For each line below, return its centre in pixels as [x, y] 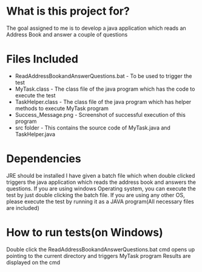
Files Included [42, 59]
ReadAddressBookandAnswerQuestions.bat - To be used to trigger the [103, 76]
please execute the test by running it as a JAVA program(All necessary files [100, 201]
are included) [23, 207]
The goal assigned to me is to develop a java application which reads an [96, 28]
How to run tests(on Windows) [85, 232]
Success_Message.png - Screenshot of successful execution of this [100, 114]
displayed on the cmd [33, 262]
